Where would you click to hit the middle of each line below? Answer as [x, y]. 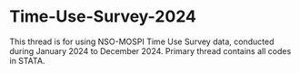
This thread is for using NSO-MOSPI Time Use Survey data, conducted [142, 41]
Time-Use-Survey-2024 [103, 17]
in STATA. [27, 60]
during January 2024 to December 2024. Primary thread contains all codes [150, 50]
